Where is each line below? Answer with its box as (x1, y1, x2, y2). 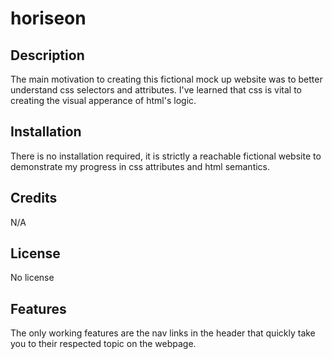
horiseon (10, 7, 87, 30)
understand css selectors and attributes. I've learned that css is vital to (10, 84, 303, 96)
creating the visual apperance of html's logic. (10, 95, 197, 106)
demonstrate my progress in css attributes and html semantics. (10, 160, 271, 172)
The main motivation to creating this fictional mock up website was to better (10, 73, 323, 85)
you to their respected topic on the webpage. (10, 338, 197, 350)
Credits (10, 190, 58, 207)
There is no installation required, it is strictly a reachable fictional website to (10, 150, 322, 162)
